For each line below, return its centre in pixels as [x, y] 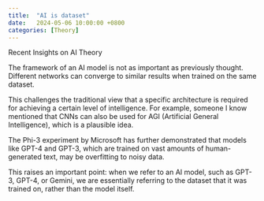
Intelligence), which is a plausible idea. [71, 125]
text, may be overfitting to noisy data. [104, 157]
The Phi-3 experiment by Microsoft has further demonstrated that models [127, 140]
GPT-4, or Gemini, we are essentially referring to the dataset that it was [132, 181]
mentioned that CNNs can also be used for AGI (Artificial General [113, 117]
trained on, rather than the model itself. [71, 189]
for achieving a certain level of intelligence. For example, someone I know [128, 108]
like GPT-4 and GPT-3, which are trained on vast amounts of [106, 149]
